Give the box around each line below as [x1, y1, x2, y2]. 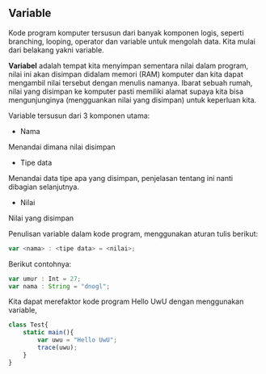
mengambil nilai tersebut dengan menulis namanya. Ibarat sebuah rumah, [8, 78, 253, 87]
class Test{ [8, 321, 49, 330]
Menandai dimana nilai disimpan [8, 141, 116, 152]
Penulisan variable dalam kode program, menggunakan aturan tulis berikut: [8, 229, 259, 238]
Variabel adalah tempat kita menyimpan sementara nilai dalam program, [8, 61, 249, 70]
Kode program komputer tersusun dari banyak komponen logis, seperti [8, 27, 244, 37]
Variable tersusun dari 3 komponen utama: [8, 111, 150, 120]
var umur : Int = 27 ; [8, 275, 82, 283]
